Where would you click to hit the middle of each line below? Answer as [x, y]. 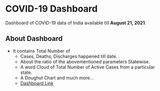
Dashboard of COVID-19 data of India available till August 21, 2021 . [76, 23]
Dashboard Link [37, 83]
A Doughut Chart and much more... [57, 78]
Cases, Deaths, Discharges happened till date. [69, 56]
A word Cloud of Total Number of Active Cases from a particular [88, 67]
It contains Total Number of [41, 51]
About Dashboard [34, 39]
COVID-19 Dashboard [51, 9]
